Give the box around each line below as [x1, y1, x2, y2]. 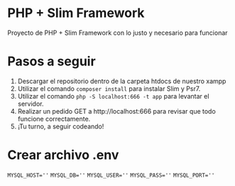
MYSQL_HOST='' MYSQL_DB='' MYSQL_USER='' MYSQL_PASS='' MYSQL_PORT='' [7, 172, 215, 179]
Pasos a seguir [7, 53, 96, 70]
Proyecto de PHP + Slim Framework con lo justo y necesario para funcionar [7, 28, 229, 37]
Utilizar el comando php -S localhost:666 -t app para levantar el [17, 92, 209, 100]
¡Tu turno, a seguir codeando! [17, 122, 104, 131]
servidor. [17, 99, 44, 108]
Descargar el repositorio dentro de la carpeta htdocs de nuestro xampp [17, 77, 226, 85]
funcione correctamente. [17, 114, 91, 123]
